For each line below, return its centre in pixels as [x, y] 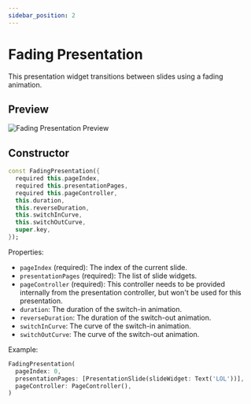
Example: [23, 349]
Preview [29, 109]
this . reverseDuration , [52, 208]
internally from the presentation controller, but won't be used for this [130, 292]
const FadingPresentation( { [54, 171]
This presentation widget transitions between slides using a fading [116, 76]
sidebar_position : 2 [42, 15]
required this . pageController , [66, 193]
